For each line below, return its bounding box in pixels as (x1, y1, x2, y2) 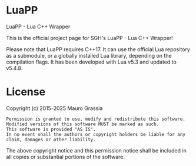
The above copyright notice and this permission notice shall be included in (6, 147, 187, 154)
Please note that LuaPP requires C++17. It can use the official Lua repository (6, 45, 190, 53)
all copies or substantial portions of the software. (6, 153, 125, 160)
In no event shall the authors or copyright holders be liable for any (6, 131, 185, 137)
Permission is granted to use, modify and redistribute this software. (6, 116, 185, 122)
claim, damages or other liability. (6, 137, 96, 142)
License (6, 85, 46, 99)
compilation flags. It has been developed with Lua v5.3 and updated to (6, 58, 177, 65)
